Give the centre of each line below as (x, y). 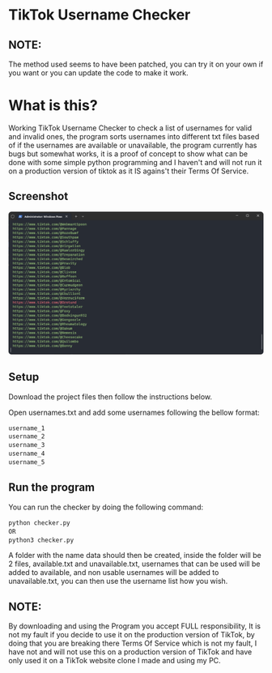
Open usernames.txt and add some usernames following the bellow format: (134, 412)
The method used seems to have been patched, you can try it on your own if (136, 64)
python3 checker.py (41, 540)
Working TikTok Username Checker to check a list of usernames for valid (130, 128)
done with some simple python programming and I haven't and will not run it (135, 162)
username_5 (27, 462)
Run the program (52, 488)
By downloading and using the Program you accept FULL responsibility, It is (135, 626)
